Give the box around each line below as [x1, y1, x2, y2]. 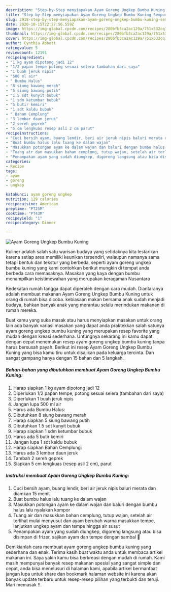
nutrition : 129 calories [6, 197, 58, 202]
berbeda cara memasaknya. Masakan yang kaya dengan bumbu [6, 271, 140, 277]
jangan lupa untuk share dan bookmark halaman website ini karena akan [6, 571, 157, 577]
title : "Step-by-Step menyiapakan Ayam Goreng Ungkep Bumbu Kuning [6, 12, 152, 17]
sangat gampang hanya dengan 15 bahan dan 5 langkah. [6, 355, 124, 361]
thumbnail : [6, 31, 29, 36]
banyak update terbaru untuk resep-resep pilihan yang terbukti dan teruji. [6, 576, 159, 582]
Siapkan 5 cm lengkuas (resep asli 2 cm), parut [13, 461, 112, 467]
